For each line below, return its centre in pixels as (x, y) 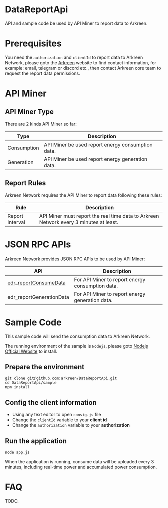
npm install (17, 387)
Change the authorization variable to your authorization (71, 425)
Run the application (36, 441)
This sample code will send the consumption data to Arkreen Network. (78, 336)
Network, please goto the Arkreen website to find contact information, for (81, 62)
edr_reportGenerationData (39, 297)
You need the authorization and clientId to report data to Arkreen (74, 57)
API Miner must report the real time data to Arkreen (99, 216)
